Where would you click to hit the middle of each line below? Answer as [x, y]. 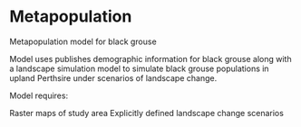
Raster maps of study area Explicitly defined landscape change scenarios [146, 113]
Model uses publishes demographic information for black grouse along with [150, 59]
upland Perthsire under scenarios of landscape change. [113, 77]
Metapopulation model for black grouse [83, 41]
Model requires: [39, 95]
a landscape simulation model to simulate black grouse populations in [139, 68]
